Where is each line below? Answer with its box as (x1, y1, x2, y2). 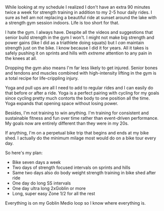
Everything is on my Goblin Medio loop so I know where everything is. (5, 200, 146, 206)
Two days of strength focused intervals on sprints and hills (12, 164, 131, 170)
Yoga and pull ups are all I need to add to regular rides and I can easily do (5, 85, 153, 90)
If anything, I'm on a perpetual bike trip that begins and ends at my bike (5, 130, 149, 135)
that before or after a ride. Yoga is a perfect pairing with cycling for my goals (5, 90, 160, 96)
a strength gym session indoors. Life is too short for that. (5, 20, 120, 26)
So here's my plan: (5, 150, 43, 156)
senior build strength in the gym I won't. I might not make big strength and (5, 34, 154, 40)
